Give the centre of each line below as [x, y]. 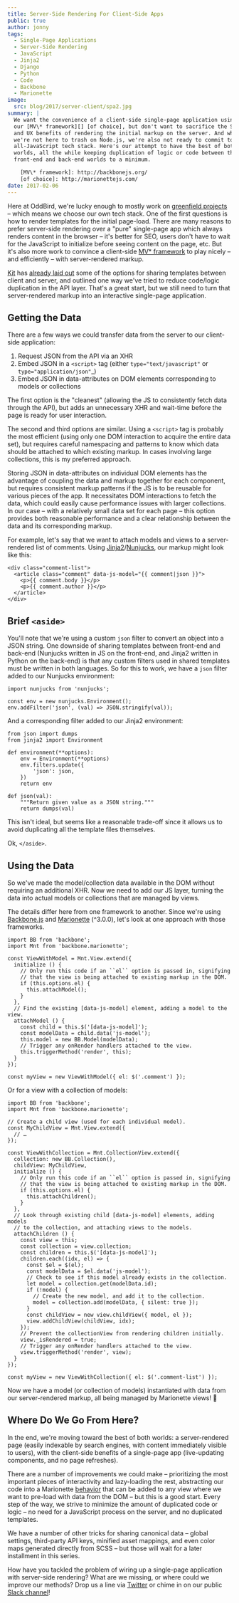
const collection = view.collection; [76, 1246]
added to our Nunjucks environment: [61, 676]
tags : [15, 34]
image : [17, 100]
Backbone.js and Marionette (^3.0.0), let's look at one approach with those [117, 919]
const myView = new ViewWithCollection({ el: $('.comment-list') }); [113, 1377]
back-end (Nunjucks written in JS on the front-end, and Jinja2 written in [113, 653]
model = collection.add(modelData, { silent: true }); [116, 1302]
